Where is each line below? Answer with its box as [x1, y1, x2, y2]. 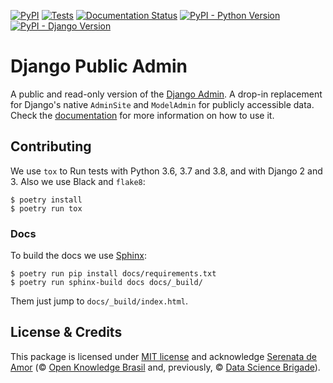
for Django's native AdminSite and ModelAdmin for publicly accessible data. [10, 98, 315, 110]
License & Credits [10, 324, 123, 341]
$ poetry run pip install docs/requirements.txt [10, 269, 217, 279]
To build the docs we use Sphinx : [10, 250, 147, 262]
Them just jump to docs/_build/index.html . [10, 295, 189, 307]
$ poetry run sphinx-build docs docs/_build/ [10, 278, 203, 288]
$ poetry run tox [10, 203, 83, 214]
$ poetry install [10, 195, 83, 205]
